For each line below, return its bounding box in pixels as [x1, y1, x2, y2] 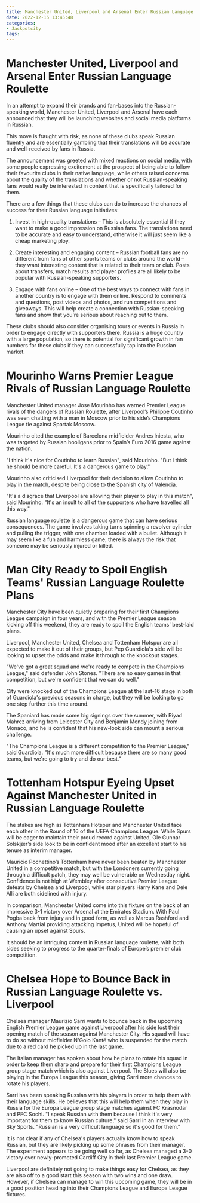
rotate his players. [6, 1080, 51, 1087]
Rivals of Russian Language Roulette [6, 382, 191, 395]
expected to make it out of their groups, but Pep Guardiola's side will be [6, 645, 183, 652]
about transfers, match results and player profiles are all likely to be [14, 268, 181, 275]
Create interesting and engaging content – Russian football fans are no [14, 249, 189, 256]
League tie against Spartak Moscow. [6, 421, 96, 428]
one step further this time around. [6, 700, 89, 707]
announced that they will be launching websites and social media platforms [6, 115, 191, 122]
